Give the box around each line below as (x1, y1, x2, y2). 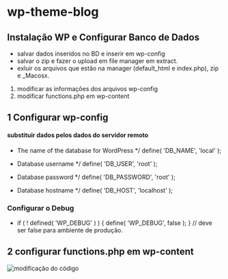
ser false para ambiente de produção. (16, 226, 123, 234)
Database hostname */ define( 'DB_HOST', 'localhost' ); (16, 186, 173, 194)
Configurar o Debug (7, 203, 74, 213)
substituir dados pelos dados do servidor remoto (7, 131, 149, 139)
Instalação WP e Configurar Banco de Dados (7, 32, 200, 43)
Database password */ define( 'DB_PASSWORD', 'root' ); (16, 173, 176, 181)
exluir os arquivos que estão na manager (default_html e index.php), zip (16, 64, 219, 72)
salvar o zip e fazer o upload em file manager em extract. (16, 57, 178, 65)
